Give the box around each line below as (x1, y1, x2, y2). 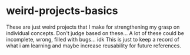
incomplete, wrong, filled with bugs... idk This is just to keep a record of (6, 36, 179, 43)
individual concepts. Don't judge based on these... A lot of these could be (6, 29, 184, 36)
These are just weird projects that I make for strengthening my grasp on (6, 23, 180, 30)
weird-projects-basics (6, 4, 118, 18)
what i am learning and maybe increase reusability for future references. (6, 42, 181, 49)
